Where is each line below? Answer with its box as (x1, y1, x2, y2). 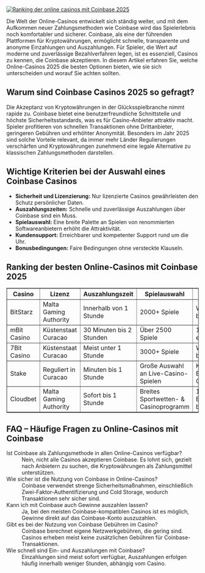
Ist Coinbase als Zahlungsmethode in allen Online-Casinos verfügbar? (6, 450, 182, 457)
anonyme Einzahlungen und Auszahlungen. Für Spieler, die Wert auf (6, 43, 178, 51)
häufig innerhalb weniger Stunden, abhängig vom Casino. (21, 560, 167, 568)
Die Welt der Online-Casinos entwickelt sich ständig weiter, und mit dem (6, 18, 188, 24)
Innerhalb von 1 (83, 304, 129, 313)
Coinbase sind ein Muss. (15, 211, 77, 219)
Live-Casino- (148, 370, 189, 378)
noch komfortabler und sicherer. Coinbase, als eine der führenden (6, 31, 173, 38)
